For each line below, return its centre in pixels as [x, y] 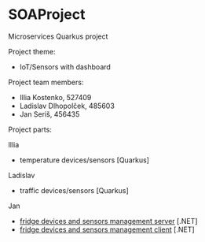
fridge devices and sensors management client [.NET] [107, 229]
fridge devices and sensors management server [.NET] [108, 221]
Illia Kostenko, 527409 [55, 97]
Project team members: [46, 82]
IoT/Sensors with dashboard [65, 67]
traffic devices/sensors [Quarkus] [74, 190]
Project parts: [30, 129]
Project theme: [32, 51]
